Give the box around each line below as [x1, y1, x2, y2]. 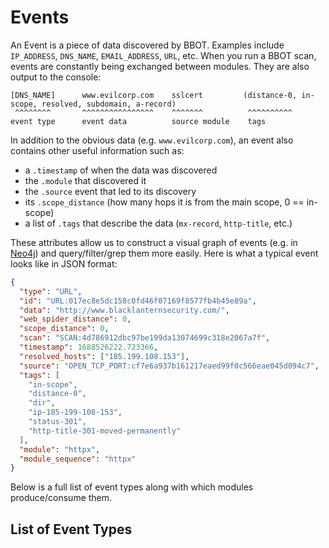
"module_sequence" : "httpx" [19, 454, 137, 464]
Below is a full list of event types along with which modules [10, 481, 254, 493]
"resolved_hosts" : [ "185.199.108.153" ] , [19, 351, 190, 361]
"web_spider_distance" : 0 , [19, 314, 132, 325]
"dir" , [28, 398, 56, 408]
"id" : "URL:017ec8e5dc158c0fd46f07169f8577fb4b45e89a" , [19, 296, 257, 306]
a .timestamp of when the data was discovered [24, 164, 218, 176]
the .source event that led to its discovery [24, 185, 197, 197]
